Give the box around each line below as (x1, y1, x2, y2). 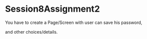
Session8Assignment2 (5, 3, 100, 15)
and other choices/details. (5, 29, 58, 35)
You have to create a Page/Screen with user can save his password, (5, 19, 143, 25)
